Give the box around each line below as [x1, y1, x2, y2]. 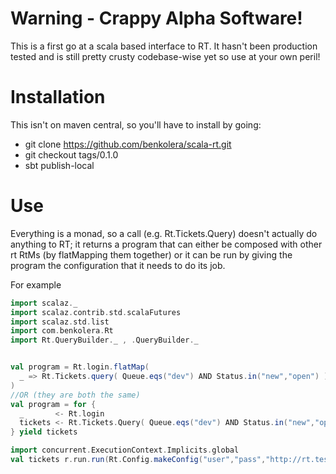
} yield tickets [10, 427, 78, 437]
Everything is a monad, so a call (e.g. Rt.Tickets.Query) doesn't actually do [10, 227, 318, 239]
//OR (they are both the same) [10, 390, 141, 400]
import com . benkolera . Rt [10, 326, 114, 336]
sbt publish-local [24, 159, 95, 171]
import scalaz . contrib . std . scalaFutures [10, 307, 182, 317]
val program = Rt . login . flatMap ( [10, 362, 150, 372]
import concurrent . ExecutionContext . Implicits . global [10, 445, 240, 456]
